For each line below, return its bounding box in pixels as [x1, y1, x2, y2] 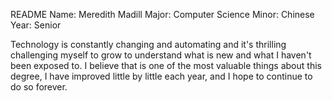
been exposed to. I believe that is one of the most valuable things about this [10, 60, 322, 71]
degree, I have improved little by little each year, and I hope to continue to [10, 70, 313, 82]
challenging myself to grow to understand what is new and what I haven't [10, 49, 312, 61]
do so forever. [10, 81, 68, 93]
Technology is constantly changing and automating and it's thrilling [10, 39, 287, 50]
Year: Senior [10, 19, 62, 31]
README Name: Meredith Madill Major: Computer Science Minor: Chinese [10, 9, 315, 20]
